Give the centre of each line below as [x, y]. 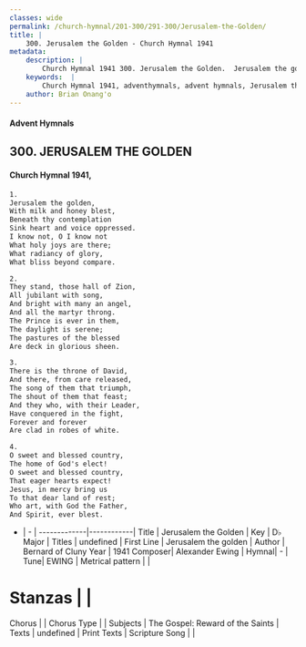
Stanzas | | [51, 598]
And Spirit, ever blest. [56, 515]
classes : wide [36, 18]
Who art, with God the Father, [69, 507]
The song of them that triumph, [71, 388]
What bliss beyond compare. [63, 262]
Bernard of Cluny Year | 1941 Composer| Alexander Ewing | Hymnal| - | [155, 551]
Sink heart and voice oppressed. [73, 229]
